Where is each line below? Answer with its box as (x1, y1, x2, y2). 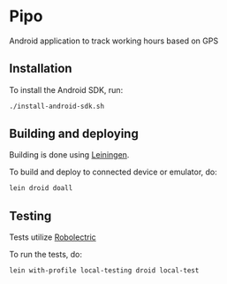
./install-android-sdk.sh (9, 102, 104, 111)
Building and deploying (9, 127, 139, 142)
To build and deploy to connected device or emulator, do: (9, 166, 218, 178)
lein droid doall (9, 184, 73, 193)
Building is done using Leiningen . (9, 150, 130, 160)
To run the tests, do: (9, 249, 82, 260)
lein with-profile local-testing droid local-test (9, 266, 200, 275)
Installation (9, 61, 72, 76)
